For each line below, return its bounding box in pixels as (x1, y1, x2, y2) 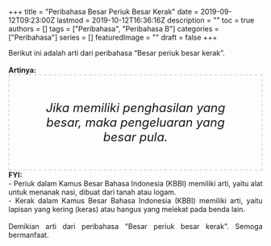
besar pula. (102, 129, 169, 144)
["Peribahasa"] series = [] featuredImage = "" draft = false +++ (8, 32, 218, 42)
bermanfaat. (8, 230, 49, 240)
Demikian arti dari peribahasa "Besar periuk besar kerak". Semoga (8, 222, 263, 231)
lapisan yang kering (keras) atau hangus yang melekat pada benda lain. (8, 205, 246, 214)
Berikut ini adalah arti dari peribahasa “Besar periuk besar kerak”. (8, 48, 225, 57)
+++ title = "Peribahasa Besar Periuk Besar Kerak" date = (8, 7, 199, 16)
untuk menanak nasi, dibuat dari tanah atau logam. (8, 187, 177, 197)
